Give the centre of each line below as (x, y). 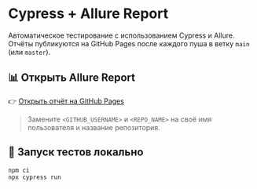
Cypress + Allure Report (88, 14)
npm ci (19, 170)
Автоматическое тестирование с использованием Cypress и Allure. (121, 35)
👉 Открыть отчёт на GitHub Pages (66, 101)
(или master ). (29, 52)
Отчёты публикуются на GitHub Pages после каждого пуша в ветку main (129, 43)
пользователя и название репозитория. (94, 127)
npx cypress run (35, 177)
